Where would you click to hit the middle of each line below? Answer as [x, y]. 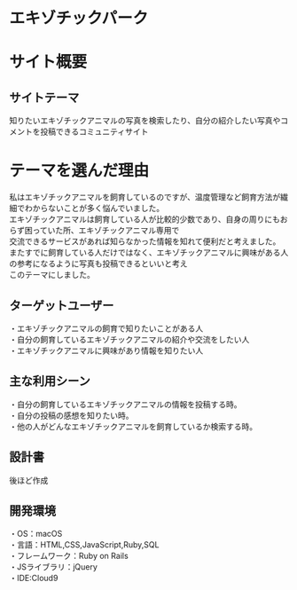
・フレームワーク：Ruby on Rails [69, 556]
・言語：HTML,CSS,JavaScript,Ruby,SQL [84, 545]
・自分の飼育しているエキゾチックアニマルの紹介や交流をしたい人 [129, 339]
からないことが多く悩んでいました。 [98, 208]
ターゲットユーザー [62, 306]
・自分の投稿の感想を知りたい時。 [71, 415]
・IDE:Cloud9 [34, 578]
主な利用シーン [50, 381]
